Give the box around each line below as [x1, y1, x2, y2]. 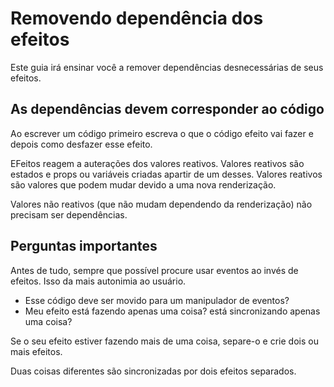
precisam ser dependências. [10, 208, 128, 221]
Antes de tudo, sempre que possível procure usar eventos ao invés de [10, 264, 299, 276]
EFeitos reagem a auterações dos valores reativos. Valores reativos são [10, 157, 305, 169]
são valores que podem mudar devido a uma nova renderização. [10, 178, 277, 191]
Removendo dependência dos [10, 7, 264, 30]
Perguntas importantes [10, 238, 158, 255]
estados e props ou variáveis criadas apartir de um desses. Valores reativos [10, 168, 323, 180]
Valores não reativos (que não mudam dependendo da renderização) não [10, 198, 313, 210]
